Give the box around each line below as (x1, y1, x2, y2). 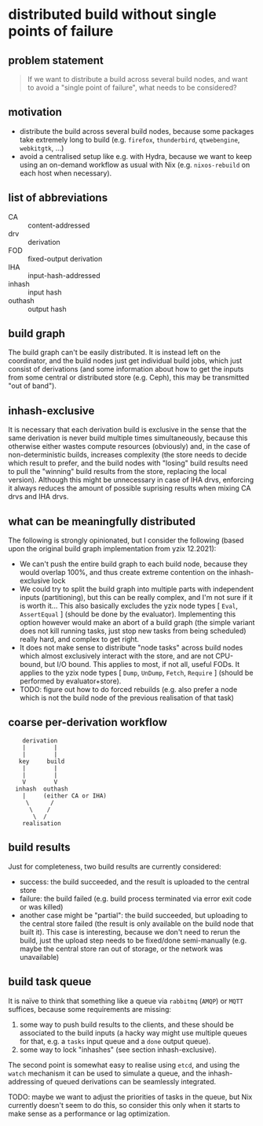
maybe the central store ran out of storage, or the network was (19, 943, 224, 954)
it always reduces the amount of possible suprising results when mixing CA (8, 483, 251, 493)
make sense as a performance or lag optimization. (8, 1109, 170, 1118)
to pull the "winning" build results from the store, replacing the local (8, 467, 227, 476)
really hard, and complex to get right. (19, 635, 140, 644)
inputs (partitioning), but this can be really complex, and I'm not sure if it (19, 593, 254, 602)
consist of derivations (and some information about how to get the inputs (8, 365, 244, 374)
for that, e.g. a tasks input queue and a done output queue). (19, 1036, 211, 1046)
